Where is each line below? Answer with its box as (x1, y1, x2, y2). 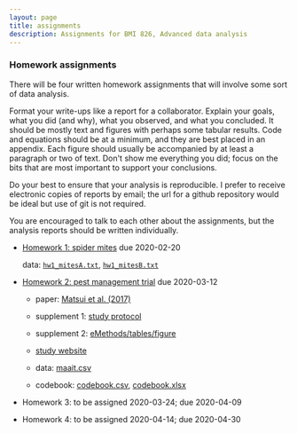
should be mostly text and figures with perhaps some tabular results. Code (9, 124, 282, 135)
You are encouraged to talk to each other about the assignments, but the (9, 215, 275, 226)
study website (35, 345, 87, 356)
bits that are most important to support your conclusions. (9, 161, 217, 173)
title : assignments (9, 21, 82, 30)
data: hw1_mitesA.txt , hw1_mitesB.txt (21, 259, 160, 270)
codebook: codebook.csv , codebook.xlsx (35, 379, 186, 390)
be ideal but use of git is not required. (9, 198, 146, 209)
